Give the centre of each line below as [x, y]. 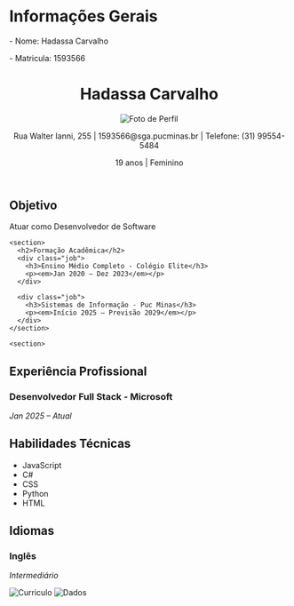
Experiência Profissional [78, 371]
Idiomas [32, 531]
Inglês [23, 556]
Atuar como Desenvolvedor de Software [83, 227]
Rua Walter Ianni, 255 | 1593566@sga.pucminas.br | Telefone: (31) [134, 136]
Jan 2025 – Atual [41, 416]
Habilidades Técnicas [70, 444]
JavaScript [42, 465]
